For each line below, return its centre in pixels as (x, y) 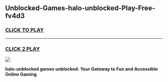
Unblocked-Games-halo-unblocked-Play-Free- (80, 8)
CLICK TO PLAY (24, 30)
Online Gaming (21, 74)
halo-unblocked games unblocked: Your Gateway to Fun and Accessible (82, 69)
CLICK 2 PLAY (22, 49)
